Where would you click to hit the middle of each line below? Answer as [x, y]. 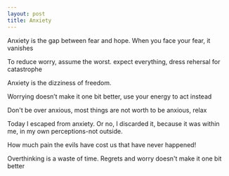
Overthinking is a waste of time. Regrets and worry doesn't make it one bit [115, 158]
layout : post [26, 14]
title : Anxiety [30, 20]
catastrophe [25, 69]
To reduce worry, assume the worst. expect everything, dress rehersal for [114, 61]
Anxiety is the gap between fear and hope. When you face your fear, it [109, 40]
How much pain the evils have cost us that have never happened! [102, 144]
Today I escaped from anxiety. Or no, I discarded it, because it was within [113, 123]
